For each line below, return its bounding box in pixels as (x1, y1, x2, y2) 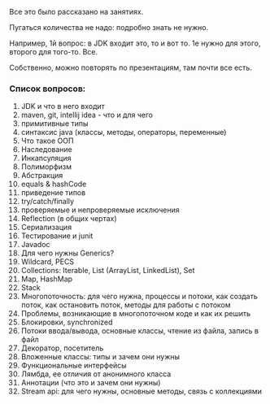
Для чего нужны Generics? (20, 248, 115, 258)
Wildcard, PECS (20, 257, 75, 267)
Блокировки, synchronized (20, 317, 113, 328)
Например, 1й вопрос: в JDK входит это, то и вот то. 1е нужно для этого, (9, 38, 261, 48)
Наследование (20, 145, 72, 154)
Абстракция (20, 171, 63, 180)
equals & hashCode (20, 179, 87, 189)
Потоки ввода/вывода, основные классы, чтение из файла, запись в (20, 326, 259, 336)
